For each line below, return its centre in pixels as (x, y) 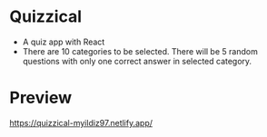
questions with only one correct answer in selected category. (137, 61)
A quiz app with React (64, 42)
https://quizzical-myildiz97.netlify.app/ (81, 122)
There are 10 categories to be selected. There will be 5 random (140, 51)
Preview (41, 98)
